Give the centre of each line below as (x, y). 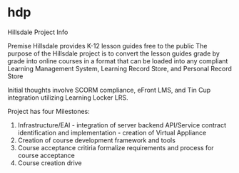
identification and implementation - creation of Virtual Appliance (112, 132)
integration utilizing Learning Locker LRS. (68, 98)
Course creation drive (50, 163)
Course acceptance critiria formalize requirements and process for (116, 147)
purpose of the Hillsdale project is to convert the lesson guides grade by (113, 53)
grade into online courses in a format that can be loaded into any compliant (118, 61)
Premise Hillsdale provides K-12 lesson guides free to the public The (107, 46)
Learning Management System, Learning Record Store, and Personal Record (119, 68)
